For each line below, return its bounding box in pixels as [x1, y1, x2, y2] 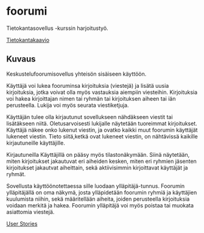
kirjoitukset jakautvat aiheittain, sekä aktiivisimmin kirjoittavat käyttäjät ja [6, 163, 188, 171]
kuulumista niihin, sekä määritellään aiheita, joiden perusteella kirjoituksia [6, 195, 190, 203]
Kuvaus [6, 54, 36, 65]
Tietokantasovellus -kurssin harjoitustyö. [6, 24, 108, 32]
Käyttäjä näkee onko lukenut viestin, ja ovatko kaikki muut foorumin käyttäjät [6, 126, 198, 134]
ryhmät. [6, 170, 26, 177]
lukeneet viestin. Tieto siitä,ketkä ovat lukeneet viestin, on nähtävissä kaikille [6, 132, 198, 140]
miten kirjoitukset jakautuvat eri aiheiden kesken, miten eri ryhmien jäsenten [6, 157, 197, 165]
